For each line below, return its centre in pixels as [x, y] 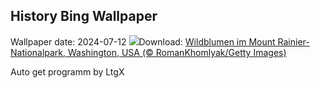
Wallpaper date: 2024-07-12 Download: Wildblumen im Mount [143, 41]
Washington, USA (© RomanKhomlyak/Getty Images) [177, 52]
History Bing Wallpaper [84, 16]
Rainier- [293, 41]
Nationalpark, [38, 52]
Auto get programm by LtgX [67, 71]
